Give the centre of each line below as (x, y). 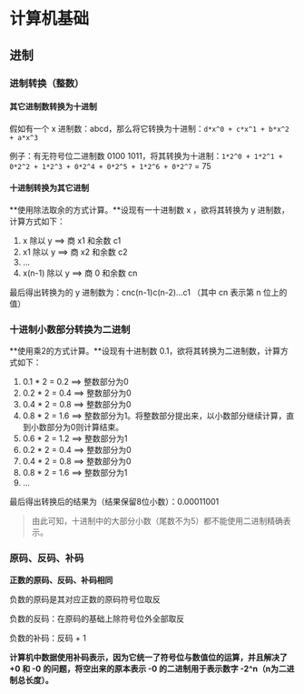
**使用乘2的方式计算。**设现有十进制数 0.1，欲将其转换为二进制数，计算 (145, 351)
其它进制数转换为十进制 (53, 106)
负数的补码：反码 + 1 (48, 638)
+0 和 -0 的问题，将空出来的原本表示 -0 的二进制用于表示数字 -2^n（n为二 (148, 669)
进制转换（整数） (47, 83)
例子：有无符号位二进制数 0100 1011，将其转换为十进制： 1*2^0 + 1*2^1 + (146, 156)
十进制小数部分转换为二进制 (70, 329)
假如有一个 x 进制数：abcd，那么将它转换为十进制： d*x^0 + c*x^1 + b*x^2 (149, 128)
